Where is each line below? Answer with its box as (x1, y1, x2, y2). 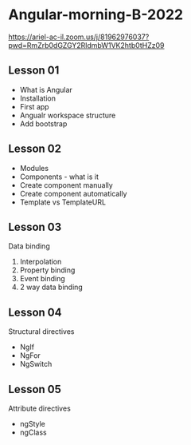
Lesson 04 (8, 305, 62, 319)
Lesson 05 (8, 382, 62, 396)
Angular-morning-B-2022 (8, 6, 184, 24)
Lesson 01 (8, 64, 60, 77)
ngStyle (19, 419, 45, 428)
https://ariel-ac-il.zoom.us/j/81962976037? (8, 32, 150, 42)
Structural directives (8, 327, 75, 336)
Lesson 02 (8, 142, 62, 156)
